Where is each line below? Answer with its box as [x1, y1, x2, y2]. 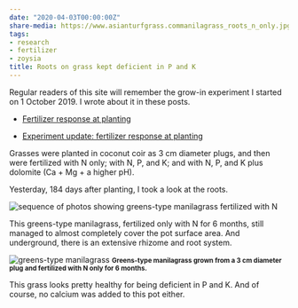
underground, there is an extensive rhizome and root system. [9, 237, 232, 248]
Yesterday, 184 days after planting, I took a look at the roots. [9, 184, 229, 194]
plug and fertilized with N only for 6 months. [9, 264, 148, 272]
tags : [9, 29, 29, 38]
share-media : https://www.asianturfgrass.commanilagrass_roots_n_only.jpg [9, 21, 292, 30]
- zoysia [9, 54, 42, 63]
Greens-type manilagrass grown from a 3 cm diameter [111, 256, 282, 265]
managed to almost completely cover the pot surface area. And [9, 227, 240, 238]
